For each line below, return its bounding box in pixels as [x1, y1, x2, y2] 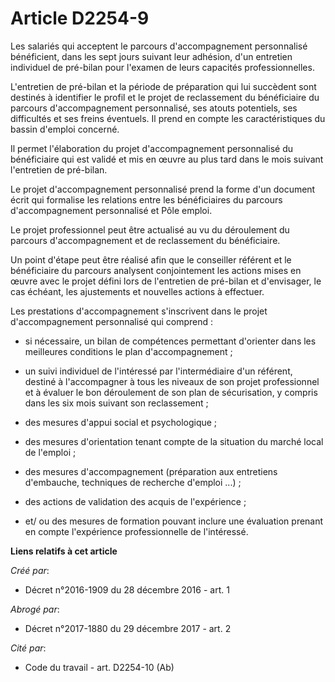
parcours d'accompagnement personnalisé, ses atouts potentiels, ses [10, 102, 298, 114]
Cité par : [10, 642, 47, 654]
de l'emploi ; [24, 446, 77, 458]
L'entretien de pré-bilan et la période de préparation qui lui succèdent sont [10, 80, 317, 92]
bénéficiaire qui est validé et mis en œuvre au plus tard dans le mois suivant [10, 153, 324, 165]
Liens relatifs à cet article [10, 545, 118, 557]
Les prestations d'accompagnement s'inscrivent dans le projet [10, 305, 268, 317]
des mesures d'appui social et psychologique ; [24, 416, 218, 428]
